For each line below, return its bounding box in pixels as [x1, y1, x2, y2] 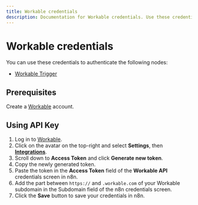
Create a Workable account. [6, 103, 74, 110]
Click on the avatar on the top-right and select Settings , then [14, 142, 163, 149]
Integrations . [14, 148, 47, 156]
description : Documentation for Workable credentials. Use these [6, 14, 170, 20]
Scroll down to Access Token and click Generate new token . [14, 154, 163, 162]
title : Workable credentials [6, 8, 78, 15]
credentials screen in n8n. [14, 173, 78, 180]
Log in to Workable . [14, 136, 62, 143]
